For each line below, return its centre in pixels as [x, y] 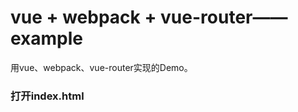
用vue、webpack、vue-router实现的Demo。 [101, 67]
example [47, 38]
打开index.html [47, 96]
